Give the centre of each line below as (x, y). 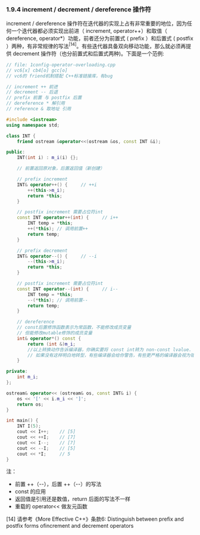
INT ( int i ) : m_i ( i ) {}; (48, 158)
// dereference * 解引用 (36, 103)
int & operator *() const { (49, 338)
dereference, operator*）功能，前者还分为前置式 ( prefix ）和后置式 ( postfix (100, 38)
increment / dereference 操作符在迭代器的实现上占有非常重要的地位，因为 (97, 24)
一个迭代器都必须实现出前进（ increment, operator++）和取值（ (89, 31)
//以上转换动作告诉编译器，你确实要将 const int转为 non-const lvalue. (110, 350)
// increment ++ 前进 (32, 87)
